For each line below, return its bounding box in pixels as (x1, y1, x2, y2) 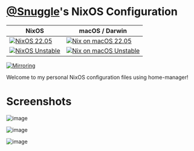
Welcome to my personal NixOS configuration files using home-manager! (6, 73, 189, 81)
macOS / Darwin (79, 26, 127, 35)
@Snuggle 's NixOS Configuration (6, 5, 178, 19)
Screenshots (6, 95, 72, 108)
